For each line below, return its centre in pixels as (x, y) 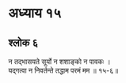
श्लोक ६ (23, 42)
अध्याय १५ (35, 13)
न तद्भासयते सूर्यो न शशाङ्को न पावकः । (59, 62)
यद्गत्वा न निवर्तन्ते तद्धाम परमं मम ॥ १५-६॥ (63, 70)
